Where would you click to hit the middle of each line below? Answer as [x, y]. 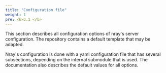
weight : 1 [16, 15]
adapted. [15, 45]
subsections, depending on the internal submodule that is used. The [77, 60]
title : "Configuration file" [36, 10]
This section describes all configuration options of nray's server [72, 34]
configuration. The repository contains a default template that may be [78, 39]
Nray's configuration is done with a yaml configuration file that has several [83, 54]
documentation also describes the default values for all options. [72, 65]
